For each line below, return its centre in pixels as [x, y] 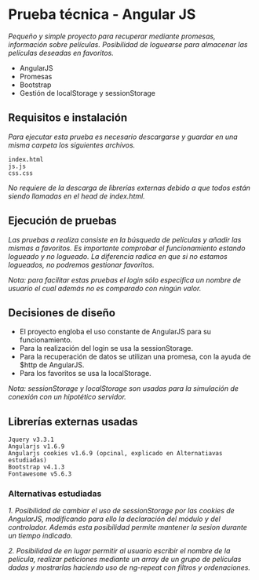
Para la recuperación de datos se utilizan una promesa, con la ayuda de [135, 357]
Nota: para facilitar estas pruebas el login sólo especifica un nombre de [125, 279]
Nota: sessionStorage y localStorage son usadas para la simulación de [124, 388]
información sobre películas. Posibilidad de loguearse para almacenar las [128, 44]
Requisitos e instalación [68, 118]
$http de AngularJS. [52, 365]
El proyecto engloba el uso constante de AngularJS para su [115, 332]
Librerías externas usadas [73, 421]
